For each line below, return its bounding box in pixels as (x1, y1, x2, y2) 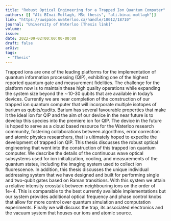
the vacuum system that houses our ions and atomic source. (5, 210, 133, 216)
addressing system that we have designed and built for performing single (5, 172, 159, 178)
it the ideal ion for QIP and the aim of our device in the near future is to (5, 112, 154, 118)
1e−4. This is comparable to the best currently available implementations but (5, 188, 166, 194)
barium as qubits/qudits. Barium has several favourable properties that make (5, 107, 166, 113)
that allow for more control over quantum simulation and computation (5, 199, 151, 205)
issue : (5, 31, 19, 36)
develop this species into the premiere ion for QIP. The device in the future (5, 118, 162, 124)
